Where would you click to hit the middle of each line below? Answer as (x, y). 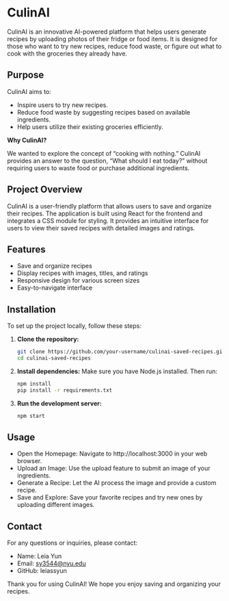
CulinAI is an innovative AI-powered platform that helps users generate (107, 32)
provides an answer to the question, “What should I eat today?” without (107, 161)
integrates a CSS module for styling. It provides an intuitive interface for (108, 220)
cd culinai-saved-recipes (54, 358)
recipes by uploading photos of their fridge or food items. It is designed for (112, 38)
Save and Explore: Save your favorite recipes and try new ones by (110, 497)
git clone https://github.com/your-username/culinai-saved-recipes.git (121, 352)
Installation (31, 309)
